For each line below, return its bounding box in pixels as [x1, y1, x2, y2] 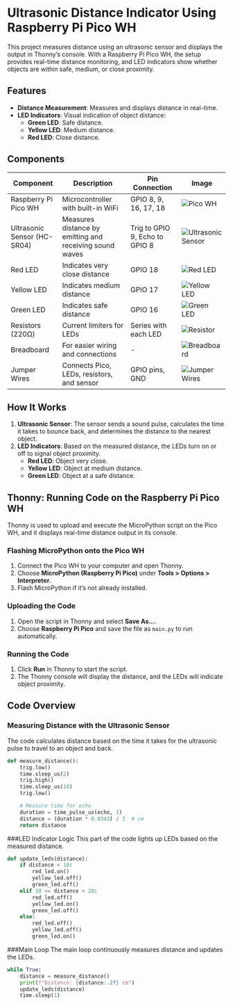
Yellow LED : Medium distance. [27, 125, 115, 134]
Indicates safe [62, 301, 108, 310]
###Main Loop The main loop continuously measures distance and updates [7, 945, 223, 954]
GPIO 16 [130, 305, 159, 314]
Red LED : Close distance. [27, 133, 101, 141]
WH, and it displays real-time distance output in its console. [7, 529, 178, 537]
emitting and [62, 232, 103, 241]
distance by [62, 223, 101, 232]
